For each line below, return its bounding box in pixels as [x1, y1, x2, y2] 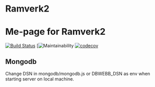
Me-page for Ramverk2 [5, 26, 106, 38]
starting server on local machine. [5, 76, 75, 82]
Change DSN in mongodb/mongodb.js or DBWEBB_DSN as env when [5, 70, 150, 76]
